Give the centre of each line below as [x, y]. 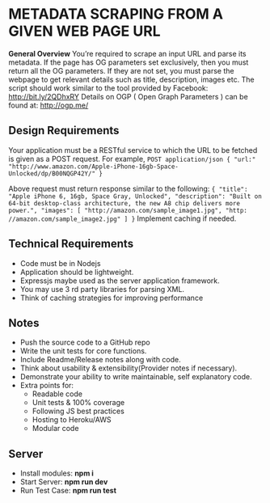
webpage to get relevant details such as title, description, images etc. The [131, 79]
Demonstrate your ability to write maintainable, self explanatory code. [136, 377]
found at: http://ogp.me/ [49, 105]
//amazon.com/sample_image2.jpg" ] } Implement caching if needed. [122, 218]
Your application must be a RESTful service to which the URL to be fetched [133, 150]
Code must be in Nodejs [60, 263]
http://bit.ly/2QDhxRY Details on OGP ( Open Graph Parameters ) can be [128, 96]
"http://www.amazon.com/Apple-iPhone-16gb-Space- [94, 167]
